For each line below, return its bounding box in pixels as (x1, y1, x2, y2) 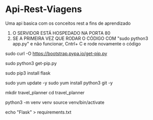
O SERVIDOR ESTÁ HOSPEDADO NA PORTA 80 (12, 30, 111, 36)
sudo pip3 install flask (5, 70, 51, 76)
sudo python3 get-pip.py (5, 60, 57, 66)
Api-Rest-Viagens (5, 4, 82, 15)
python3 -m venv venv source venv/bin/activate (5, 99, 105, 105)
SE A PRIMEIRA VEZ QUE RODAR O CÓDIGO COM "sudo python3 (12, 35, 148, 41)
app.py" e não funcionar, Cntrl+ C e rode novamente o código (12, 40, 141, 46)
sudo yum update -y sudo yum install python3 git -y (5, 80, 113, 86)
